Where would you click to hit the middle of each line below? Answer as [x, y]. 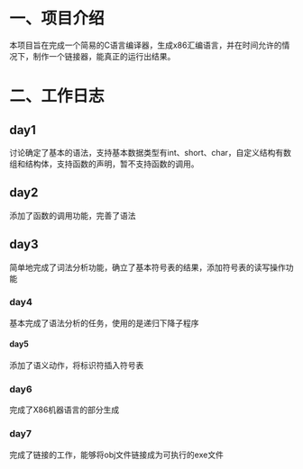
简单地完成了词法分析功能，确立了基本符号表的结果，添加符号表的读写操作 [147, 267]
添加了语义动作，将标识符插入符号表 [77, 365]
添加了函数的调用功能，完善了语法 [73, 215]
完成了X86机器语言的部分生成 [64, 410]
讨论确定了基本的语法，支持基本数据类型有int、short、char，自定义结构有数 [150, 152]
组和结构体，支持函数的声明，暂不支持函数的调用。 [104, 164]
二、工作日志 [57, 96]
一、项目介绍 [57, 18]
